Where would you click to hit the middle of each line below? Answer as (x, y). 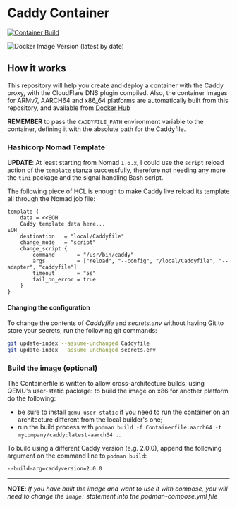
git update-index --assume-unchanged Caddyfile (79, 343)
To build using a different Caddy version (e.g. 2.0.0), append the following (115, 448)
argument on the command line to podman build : (77, 456)
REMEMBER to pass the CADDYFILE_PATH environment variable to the (105, 121)
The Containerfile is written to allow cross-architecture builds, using (106, 384)
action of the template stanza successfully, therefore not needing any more (116, 170)
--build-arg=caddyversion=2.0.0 (55, 469)
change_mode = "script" (58, 243)
